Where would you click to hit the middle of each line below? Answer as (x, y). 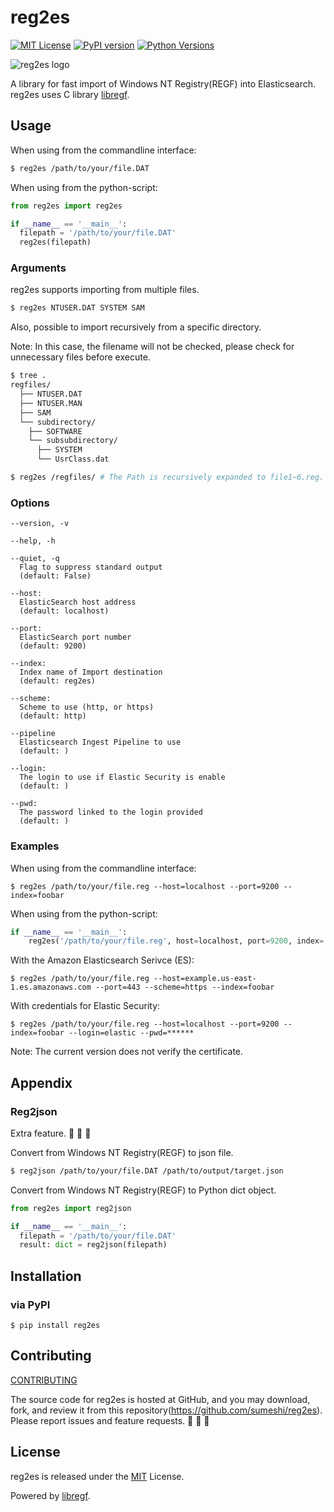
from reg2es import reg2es (66, 206)
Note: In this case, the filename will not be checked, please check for (152, 347)
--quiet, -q (35, 559)
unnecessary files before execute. (80, 357)
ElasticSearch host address (78, 602)
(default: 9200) (53, 646)
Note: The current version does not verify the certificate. (127, 1052)
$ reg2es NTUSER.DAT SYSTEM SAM (77, 308)
